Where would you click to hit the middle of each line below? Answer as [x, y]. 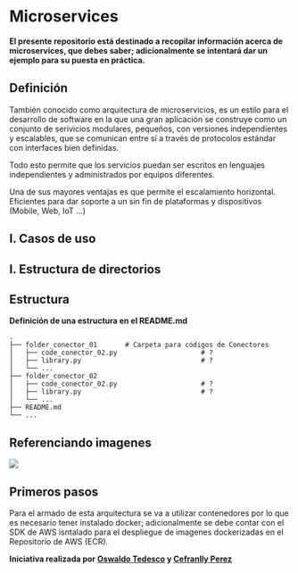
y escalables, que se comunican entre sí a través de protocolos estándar [143, 138]
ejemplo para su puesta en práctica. [77, 60]
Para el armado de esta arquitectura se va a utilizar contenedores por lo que [149, 513]
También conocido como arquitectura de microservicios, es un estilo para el [149, 110]
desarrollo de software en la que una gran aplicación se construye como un [148, 119]
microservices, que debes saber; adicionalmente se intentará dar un [138, 50]
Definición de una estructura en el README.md [99, 321]
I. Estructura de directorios [85, 269]
